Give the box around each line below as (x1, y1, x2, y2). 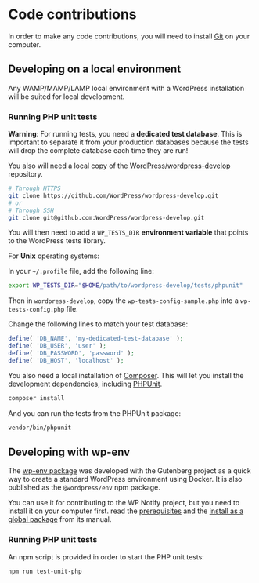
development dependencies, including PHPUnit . (8, 379, 163, 388)
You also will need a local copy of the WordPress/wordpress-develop (8, 161, 231, 170)
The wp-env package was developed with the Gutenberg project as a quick (8, 466, 252, 476)
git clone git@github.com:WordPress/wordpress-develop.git (8, 213, 205, 221)
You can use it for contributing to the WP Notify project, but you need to (8, 498, 240, 508)
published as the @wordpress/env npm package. (8, 483, 160, 492)
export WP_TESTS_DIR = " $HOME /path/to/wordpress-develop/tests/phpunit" (8, 282, 243, 290)
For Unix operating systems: (8, 251, 100, 261)
